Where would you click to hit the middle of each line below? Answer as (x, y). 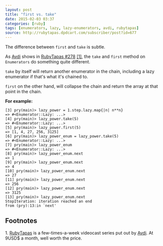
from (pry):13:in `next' (31, 206)
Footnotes (21, 221)
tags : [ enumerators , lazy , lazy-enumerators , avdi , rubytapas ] (72, 28)
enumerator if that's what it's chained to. (47, 77)
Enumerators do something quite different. (48, 62)
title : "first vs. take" (31, 14)
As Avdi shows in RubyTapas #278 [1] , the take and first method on (75, 57)
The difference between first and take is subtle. (55, 47)
